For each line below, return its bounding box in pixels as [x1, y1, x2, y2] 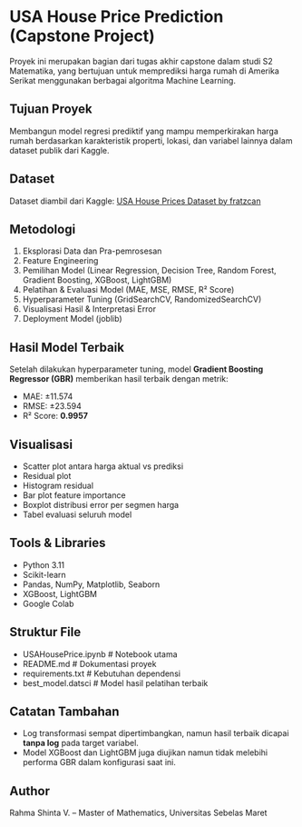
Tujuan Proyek [9, 102, 93, 117]
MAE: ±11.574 [22, 391, 73, 402]
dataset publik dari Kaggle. [9, 144, 111, 155]
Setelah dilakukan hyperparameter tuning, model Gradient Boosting [9, 364, 264, 374]
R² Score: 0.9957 [22, 411, 89, 422]
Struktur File [9, 624, 82, 640]
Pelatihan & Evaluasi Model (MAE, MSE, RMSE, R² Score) [22, 284, 235, 295]
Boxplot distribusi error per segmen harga [22, 500, 180, 510]
